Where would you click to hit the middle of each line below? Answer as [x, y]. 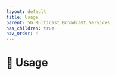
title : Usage [22, 17]
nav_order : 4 [22, 34]
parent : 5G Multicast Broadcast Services [58, 22]
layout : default [26, 12]
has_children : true [30, 28]
